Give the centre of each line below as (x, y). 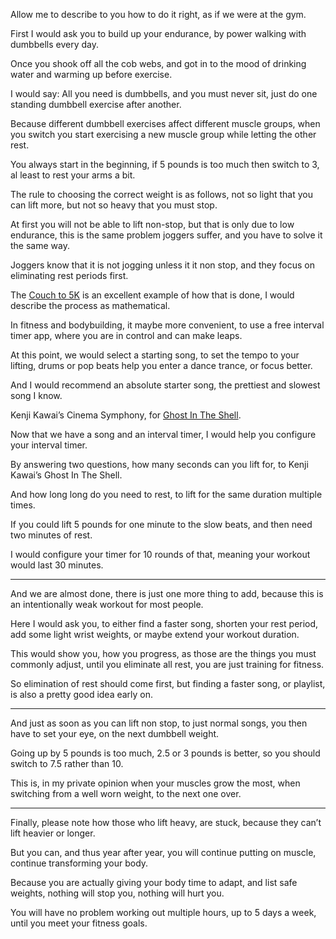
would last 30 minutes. (57, 565)
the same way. (40, 245)
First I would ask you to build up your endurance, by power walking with (158, 33)
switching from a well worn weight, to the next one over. (126, 793)
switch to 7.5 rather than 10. (67, 763)
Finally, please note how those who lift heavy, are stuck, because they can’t (166, 822)
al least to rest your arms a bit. (73, 175)
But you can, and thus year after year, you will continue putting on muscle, (163, 852)
